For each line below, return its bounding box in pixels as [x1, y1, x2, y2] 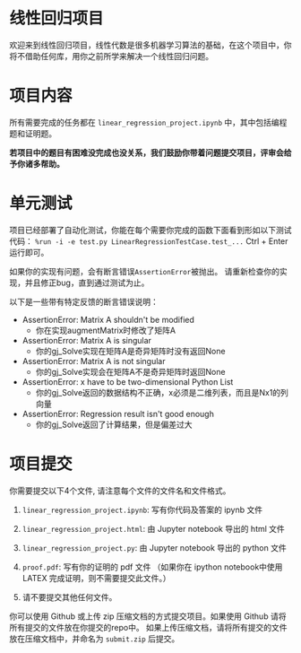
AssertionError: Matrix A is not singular [21, 355, 166, 366]
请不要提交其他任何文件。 [21, 591, 117, 602]
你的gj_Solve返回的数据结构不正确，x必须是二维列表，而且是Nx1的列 [35, 387, 289, 397]
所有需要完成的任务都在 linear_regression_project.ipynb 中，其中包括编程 [9, 117, 288, 127]
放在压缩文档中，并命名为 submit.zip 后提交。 [9, 633, 180, 644]
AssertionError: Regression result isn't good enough [21, 408, 215, 419]
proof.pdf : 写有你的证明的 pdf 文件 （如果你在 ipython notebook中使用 [21, 562, 283, 572]
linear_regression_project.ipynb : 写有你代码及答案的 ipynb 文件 [21, 504, 262, 515]
